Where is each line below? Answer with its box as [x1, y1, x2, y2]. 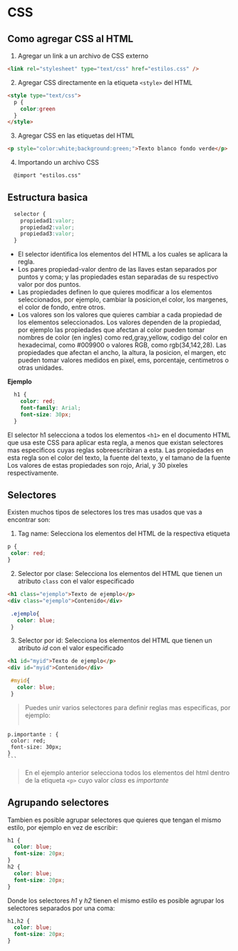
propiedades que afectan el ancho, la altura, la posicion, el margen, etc [17, 349, 227, 357]
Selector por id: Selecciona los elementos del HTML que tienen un [17, 636, 212, 645]
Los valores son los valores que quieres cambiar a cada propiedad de [17, 311, 222, 319]
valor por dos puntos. [17, 280, 81, 289]
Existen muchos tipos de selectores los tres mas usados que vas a [7, 508, 202, 517]
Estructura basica [7, 192, 88, 204]
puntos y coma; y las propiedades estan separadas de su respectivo [17, 272, 219, 282]
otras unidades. [17, 364, 64, 372]
